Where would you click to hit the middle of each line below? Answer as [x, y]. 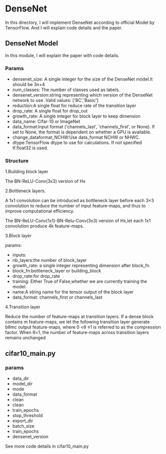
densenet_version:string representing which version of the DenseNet [82, 95]
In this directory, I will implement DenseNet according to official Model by [80, 22]
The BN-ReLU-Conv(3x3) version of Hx [45, 181]
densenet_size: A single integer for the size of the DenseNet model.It [83, 79]
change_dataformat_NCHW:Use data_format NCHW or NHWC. [76, 137]
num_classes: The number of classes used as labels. [66, 90]
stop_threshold [28, 416]
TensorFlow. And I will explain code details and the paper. [64, 27]
